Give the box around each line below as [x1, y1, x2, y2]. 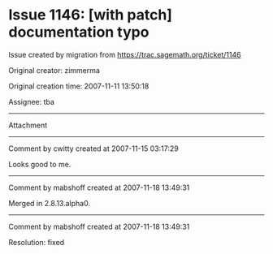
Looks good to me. [8, 159, 71, 169]
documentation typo [8, 23, 149, 41]
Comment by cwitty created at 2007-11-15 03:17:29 [8, 144, 179, 153]
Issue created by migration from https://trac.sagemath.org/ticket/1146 [8, 50, 241, 59]
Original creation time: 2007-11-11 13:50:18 [8, 81, 149, 91]
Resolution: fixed [8, 237, 65, 247]
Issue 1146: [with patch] [8, 6, 173, 24]
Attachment [8, 120, 48, 130]
